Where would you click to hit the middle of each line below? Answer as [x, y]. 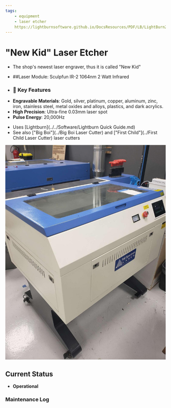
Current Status [29, 374]
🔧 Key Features [32, 90]
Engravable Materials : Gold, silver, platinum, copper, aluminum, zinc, [85, 101]
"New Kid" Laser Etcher [57, 53]
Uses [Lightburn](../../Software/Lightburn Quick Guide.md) [74, 127]
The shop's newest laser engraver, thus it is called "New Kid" [77, 67]
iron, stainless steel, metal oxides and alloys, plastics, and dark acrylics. [88, 107]
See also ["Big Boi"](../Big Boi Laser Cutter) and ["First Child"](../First [85, 133]
